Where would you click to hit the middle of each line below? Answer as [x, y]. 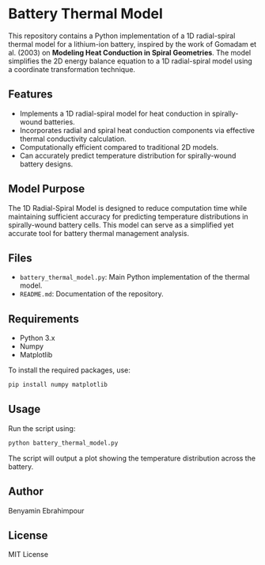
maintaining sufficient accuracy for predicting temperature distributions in [128, 216]
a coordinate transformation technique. [72, 69]
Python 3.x [37, 338]
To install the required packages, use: [69, 370]
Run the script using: [42, 428]
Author [26, 492]
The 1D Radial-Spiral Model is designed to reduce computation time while [128, 208]
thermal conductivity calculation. [73, 139]
